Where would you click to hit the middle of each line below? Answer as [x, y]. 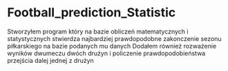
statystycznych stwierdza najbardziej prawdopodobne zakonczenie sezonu [114, 38]
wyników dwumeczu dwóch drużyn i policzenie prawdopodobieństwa [106, 53]
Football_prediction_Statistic [92, 13]
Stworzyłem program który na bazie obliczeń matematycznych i [98, 31]
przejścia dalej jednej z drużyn [51, 60]
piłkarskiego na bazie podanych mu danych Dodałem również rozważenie [112, 46]
